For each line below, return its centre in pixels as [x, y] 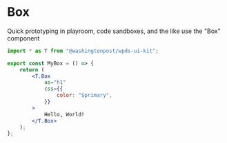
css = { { [53, 89]
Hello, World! [64, 114]
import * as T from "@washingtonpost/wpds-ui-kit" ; [83, 51]
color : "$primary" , [84, 96]
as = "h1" [55, 82]
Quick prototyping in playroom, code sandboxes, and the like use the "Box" [114, 31]
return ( [32, 69]
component [23, 38]
